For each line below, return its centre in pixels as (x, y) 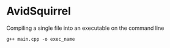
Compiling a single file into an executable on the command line (85, 28)
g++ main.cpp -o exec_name (41, 39)
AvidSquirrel (39, 11)
